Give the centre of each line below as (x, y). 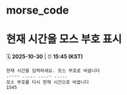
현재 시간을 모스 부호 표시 (64, 39)
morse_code (38, 10)
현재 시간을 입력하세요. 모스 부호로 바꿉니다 (53, 71)
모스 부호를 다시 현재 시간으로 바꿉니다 (48, 83)
